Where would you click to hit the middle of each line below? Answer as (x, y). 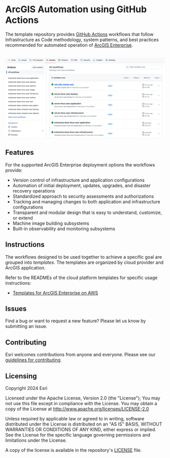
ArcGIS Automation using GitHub (76, 9)
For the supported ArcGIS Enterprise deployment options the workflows (80, 165)
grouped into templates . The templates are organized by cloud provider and (84, 262)
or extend (23, 218)
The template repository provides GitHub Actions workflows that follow (79, 34)
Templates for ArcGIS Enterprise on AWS (55, 293)
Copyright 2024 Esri (26, 388)
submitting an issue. (26, 326)
